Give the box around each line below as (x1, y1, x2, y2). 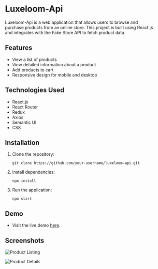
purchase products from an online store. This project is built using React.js (5, 24, 153, 30)
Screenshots (5, 236, 44, 245)
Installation (5, 138, 40, 147)
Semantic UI (12, 120, 37, 125)
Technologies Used (5, 86, 64, 94)
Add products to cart (12, 67, 54, 73)
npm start (12, 196, 32, 201)
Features (5, 44, 32, 52)
